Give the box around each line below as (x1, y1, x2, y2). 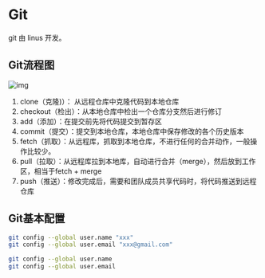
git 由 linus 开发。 (8, 33, 66, 42)
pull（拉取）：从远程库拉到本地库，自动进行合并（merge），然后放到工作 (19, 156, 256, 166)
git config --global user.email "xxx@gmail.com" (8, 241, 173, 249)
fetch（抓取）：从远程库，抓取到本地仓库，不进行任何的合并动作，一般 (19, 136, 251, 146)
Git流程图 (8, 58, 55, 72)
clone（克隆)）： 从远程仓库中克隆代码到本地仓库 (19, 96, 180, 106)
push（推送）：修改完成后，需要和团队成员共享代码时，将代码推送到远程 (19, 176, 257, 186)
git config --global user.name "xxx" (8, 233, 134, 241)
